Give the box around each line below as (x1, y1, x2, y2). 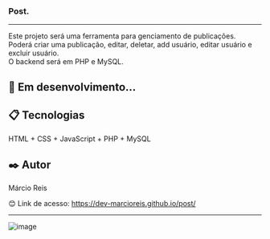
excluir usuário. (8, 48, 59, 58)
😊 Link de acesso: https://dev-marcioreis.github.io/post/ (8, 199, 196, 209)
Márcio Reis (8, 183, 48, 193)
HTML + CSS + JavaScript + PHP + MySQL (8, 134, 151, 144)
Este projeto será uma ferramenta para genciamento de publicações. (8, 31, 236, 41)
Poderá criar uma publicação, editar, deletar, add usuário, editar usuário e (8, 40, 252, 50)
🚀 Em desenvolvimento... (8, 80, 137, 94)
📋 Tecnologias (8, 108, 85, 122)
